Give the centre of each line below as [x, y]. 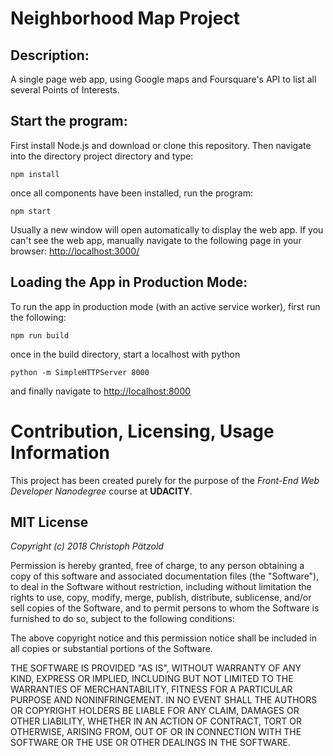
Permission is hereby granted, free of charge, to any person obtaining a [157, 566]
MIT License [49, 522]
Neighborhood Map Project [125, 18]
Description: [50, 55]
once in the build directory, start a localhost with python [125, 354]
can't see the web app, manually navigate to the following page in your [156, 240]
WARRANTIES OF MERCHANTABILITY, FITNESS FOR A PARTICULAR [151, 689]
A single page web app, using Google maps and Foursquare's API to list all [163, 79]
